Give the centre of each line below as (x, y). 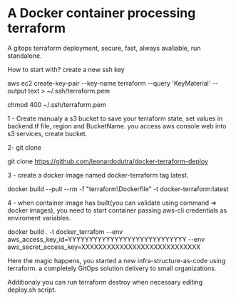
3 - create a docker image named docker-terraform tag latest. (98, 175)
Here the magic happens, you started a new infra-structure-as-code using (117, 260)
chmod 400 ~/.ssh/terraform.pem (57, 104)
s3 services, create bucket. (47, 133)
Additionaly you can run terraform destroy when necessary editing (105, 282)
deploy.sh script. (32, 290)
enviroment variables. (39, 218)
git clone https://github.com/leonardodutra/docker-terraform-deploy (108, 161)
